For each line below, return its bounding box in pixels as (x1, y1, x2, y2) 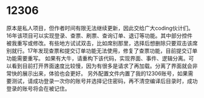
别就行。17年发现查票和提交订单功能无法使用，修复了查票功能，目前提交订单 (6, 47, 198, 54)
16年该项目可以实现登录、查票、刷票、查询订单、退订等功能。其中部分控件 (6, 31, 193, 39)
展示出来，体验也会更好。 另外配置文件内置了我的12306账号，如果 (22, 70, 188, 77)
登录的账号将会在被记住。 (6, 85, 70, 92)
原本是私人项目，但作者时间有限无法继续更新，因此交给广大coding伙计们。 (6, 24, 194, 31)
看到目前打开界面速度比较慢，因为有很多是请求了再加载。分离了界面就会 (11, 62, 192, 70)
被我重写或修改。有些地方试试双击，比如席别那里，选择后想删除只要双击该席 (6, 39, 198, 47)
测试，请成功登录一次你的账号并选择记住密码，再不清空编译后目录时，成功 (11, 77, 198, 85)
